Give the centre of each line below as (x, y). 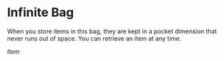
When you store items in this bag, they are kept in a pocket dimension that (112, 31)
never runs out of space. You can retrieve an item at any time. (94, 38)
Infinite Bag (41, 13)
